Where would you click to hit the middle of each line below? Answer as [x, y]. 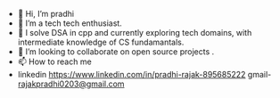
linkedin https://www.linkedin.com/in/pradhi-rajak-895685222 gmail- [144, 74]
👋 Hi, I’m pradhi [45, 14]
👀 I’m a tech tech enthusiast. [70, 23]
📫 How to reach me [54, 61]
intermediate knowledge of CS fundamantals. [101, 42]
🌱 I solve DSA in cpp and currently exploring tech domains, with [135, 33]
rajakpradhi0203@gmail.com [71, 84]
